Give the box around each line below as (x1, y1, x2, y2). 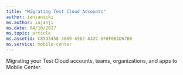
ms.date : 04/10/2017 (6, 25, 57, 31)
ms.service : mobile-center (6, 42, 72, 47)
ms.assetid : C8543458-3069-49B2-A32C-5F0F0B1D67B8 (6, 36, 133, 42)
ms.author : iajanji (6, 19, 54, 25)
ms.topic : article (6, 30, 51, 36)
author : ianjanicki (6, 14, 54, 20)
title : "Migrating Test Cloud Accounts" (6, 8, 107, 15)
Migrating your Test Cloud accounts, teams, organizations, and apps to (6, 57, 178, 64)
